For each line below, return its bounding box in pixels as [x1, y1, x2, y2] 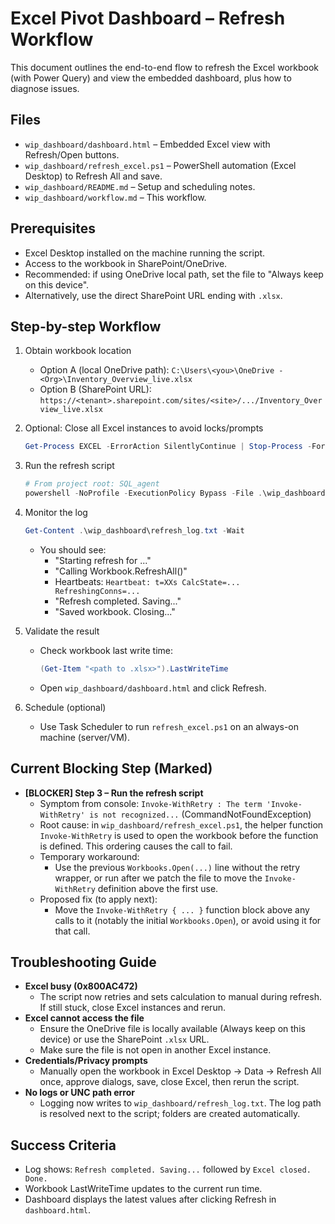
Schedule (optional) [24, 701, 107, 713]
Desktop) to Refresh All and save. [24, 170, 163, 182]
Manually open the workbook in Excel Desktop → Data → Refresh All [39, 1065, 322, 1077]
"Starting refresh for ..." [54, 554, 152, 566]
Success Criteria [10, 1137, 117, 1154]
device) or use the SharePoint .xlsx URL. [39, 1033, 210, 1046]
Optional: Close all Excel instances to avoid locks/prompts [24, 422, 264, 434]
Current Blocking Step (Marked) [10, 760, 213, 777]
